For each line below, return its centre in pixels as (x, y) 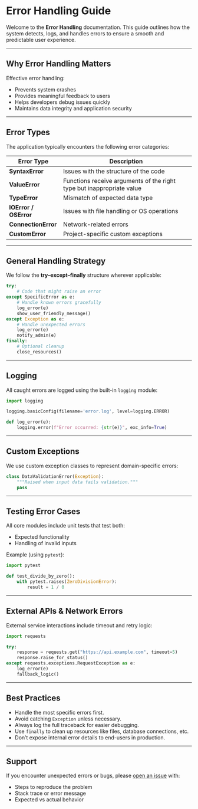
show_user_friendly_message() (54, 313)
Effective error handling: (35, 78)
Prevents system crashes (45, 89)
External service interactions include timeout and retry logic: (79, 625)
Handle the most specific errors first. (59, 712)
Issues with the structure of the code (114, 171)
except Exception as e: (35, 319)
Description (126, 161)
